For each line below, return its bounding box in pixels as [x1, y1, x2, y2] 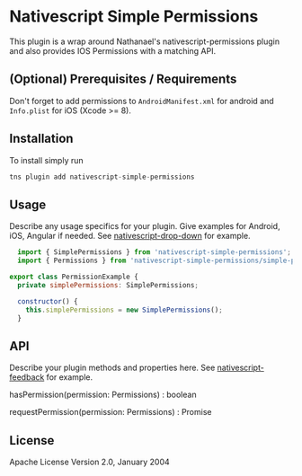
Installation [9, 131, 74, 146]
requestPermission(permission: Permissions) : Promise [9, 407, 212, 418]
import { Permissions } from [17, 256, 127, 266]
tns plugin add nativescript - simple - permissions [9, 172, 195, 181]
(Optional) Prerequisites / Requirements [9, 72, 237, 87]
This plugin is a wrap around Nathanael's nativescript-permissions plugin [9, 36, 280, 47]
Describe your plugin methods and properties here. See [9, 362, 216, 374]
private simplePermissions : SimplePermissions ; [17, 280, 200, 289]
